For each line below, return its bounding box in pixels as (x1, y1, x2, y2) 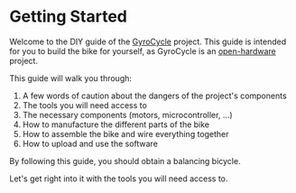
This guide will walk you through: (9, 72, 133, 83)
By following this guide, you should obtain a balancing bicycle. (9, 155, 241, 166)
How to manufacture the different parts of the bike (22, 119, 210, 130)
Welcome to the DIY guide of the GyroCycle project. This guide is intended (9, 36, 287, 47)
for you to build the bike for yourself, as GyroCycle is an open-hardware (9, 45, 277, 56)
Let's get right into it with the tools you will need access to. (9, 173, 228, 184)
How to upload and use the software (22, 138, 158, 149)
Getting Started (9, 6, 128, 27)
